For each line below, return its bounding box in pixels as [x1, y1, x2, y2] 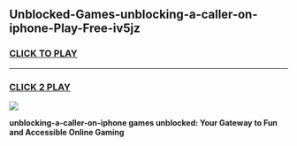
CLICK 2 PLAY [9, 81, 71, 93]
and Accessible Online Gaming [9, 127, 125, 137]
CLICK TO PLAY [9, 48, 78, 60]
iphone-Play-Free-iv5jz [9, 21, 141, 36]
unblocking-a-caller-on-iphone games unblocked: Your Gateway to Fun [9, 117, 278, 127]
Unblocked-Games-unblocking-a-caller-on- [9, 7, 258, 22]
